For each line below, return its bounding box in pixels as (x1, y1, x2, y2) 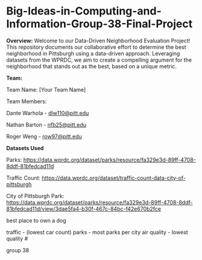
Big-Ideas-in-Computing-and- (6, 4, 162, 18)
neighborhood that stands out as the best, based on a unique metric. (6, 62, 177, 70)
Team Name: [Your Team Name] (6, 86, 86, 93)
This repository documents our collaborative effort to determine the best (6, 43, 186, 51)
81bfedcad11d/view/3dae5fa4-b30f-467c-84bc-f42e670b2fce (6, 205, 162, 212)
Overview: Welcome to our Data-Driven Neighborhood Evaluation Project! (6, 37, 191, 44)
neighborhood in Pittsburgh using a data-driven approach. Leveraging (6, 49, 180, 57)
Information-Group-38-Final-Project (6, 17, 193, 31)
